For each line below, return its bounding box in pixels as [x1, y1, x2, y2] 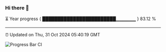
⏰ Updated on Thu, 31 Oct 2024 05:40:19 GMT [5, 32, 100, 38]
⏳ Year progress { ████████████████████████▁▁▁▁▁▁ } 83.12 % [5, 16, 157, 22]
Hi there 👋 [5, 4, 30, 11]
